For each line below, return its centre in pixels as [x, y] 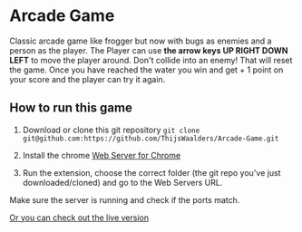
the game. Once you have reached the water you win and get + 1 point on [146, 70]
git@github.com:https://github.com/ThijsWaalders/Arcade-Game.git [151, 138]
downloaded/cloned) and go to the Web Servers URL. [122, 182]
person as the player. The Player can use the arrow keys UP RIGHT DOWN [149, 50]
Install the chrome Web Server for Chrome [102, 155]
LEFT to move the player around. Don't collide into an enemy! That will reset [151, 60]
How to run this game [71, 108]
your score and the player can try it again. [88, 79]
